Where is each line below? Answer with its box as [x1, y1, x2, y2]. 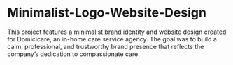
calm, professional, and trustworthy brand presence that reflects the [7, 42, 204, 50]
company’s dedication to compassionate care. [7, 50, 140, 58]
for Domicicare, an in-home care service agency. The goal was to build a [7, 35, 217, 43]
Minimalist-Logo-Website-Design [7, 5, 206, 21]
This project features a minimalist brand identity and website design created [7, 28, 227, 36]
